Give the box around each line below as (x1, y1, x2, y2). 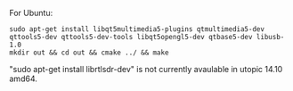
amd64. (9, 73, 37, 84)
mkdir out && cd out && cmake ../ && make (9, 48, 169, 57)
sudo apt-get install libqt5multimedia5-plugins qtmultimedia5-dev (9, 25, 265, 34)
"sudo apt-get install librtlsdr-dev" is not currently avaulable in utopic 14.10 (9, 64, 283, 74)
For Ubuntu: (9, 8, 53, 18)
